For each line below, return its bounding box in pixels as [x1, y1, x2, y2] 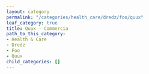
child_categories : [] [6, 58, 61, 64]
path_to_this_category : [6, 31, 66, 37]
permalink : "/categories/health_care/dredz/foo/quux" [6, 14, 144, 20]
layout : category [6, 8, 50, 15]
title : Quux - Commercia [6, 25, 68, 32]
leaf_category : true [6, 20, 58, 26]
